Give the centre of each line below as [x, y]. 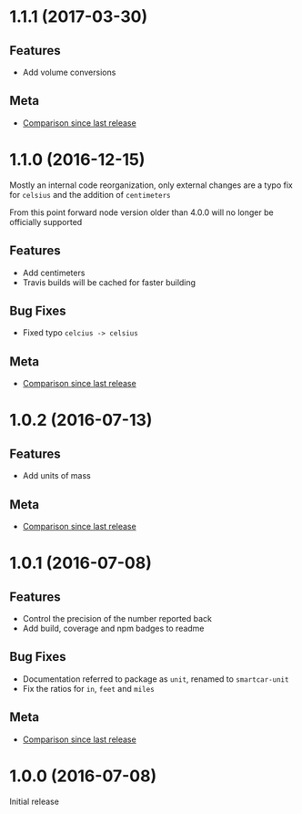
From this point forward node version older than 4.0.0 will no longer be [142, 212]
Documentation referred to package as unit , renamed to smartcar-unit [156, 679]
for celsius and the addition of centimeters [90, 194]
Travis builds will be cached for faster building [109, 282]
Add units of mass [56, 476]
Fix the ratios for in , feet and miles [88, 688]
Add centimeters [54, 273]
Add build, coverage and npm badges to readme [113, 628]
